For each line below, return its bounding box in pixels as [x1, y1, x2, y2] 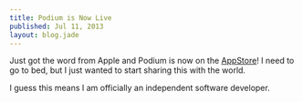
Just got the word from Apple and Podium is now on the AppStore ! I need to [9, 56, 295, 66]
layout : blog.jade [9, 30, 79, 39]
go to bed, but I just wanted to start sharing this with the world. [9, 65, 246, 76]
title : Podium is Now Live [9, 13, 112, 23]
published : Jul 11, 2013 [9, 22, 104, 31]
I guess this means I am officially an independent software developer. [9, 83, 271, 94]
